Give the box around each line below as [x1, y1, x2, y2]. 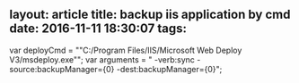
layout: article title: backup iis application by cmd [9, 7, 291, 22]
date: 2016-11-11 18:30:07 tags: [9, 21, 187, 37]
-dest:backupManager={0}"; [116, 63, 223, 74]
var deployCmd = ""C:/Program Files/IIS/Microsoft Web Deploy [9, 45, 242, 55]
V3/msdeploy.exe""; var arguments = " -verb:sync [9, 54, 196, 65]
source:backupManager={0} [9, 63, 115, 74]
